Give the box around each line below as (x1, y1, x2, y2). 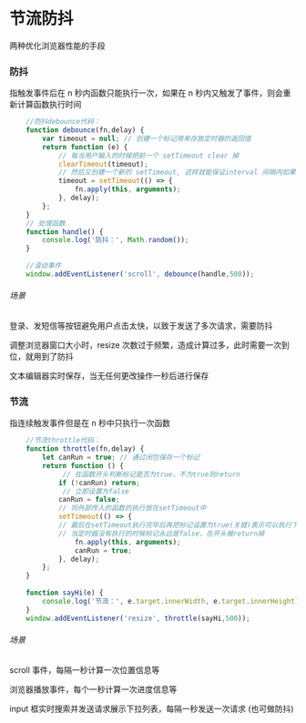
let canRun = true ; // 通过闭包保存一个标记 (42, 453, 200, 463)
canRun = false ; (57, 495, 120, 504)
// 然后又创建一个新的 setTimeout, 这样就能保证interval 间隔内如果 (57, 168, 296, 178)
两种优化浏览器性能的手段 (9, 40, 106, 51)
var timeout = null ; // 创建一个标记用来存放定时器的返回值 (42, 134, 252, 143)
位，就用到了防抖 (9, 351, 74, 362)
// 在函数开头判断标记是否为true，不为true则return (62, 470, 241, 479)
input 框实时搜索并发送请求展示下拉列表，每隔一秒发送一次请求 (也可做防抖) (9, 703, 294, 714)
